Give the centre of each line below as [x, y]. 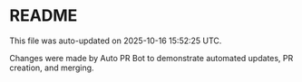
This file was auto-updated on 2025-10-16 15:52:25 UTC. [116, 41]
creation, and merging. [52, 68]
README [44, 16]
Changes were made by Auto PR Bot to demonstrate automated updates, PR [151, 58]
